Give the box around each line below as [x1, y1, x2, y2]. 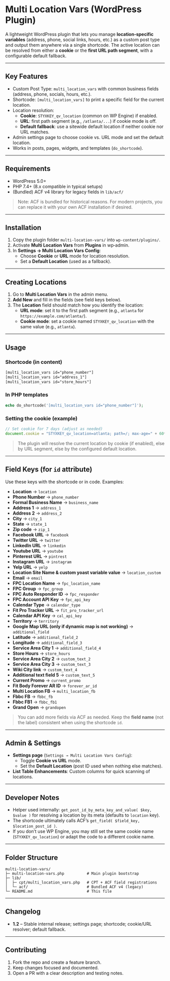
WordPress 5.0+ [12, 178, 47, 184]
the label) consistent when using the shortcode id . [17, 719, 123, 725]
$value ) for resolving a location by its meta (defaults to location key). [12, 812, 160, 818]
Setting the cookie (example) [5, 415, 77, 422]
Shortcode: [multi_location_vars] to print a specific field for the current [12, 96, 164, 103]
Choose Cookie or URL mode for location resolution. [20, 253, 130, 259]
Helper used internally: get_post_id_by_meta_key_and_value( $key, [12, 807, 152, 813]
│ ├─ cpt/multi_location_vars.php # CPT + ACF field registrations [5, 879, 157, 885]
